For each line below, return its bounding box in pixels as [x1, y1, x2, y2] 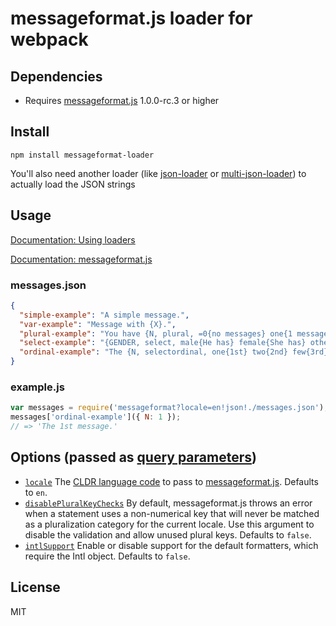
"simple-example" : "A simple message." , [19, 310, 190, 320]
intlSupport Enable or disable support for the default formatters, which [24, 539, 319, 551]
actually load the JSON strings [10, 178, 136, 190]
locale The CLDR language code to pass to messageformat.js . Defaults [24, 475, 319, 487]
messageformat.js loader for [10, 7, 253, 30]
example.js [10, 380, 65, 394]
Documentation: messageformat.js [10, 253, 153, 265]
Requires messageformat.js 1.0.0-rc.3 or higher [24, 95, 220, 106]
